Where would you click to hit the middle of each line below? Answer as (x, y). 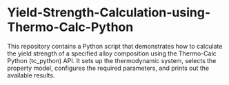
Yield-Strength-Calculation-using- (109, 13)
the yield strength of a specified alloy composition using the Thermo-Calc (112, 53)
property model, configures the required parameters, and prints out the (108, 68)
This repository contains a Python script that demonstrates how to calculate (115, 46)
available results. (31, 75)
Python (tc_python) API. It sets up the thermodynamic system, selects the (112, 60)
